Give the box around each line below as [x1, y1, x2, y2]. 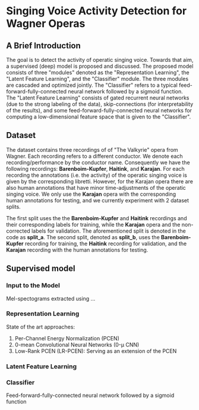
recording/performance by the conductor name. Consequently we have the [6, 159, 190, 166]
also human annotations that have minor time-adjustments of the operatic [6, 184, 186, 191]
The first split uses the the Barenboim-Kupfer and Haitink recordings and [6, 214, 187, 221]
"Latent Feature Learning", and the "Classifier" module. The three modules [6, 76, 189, 82]
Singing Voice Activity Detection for [6, 4, 187, 18]
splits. [6, 203, 21, 210]
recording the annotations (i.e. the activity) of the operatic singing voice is [6, 171, 187, 179]
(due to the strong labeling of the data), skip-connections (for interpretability [6, 101, 194, 108]
